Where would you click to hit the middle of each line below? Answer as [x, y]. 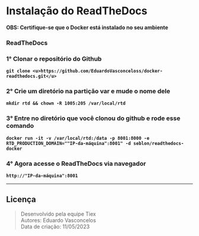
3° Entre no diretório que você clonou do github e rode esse [93, 118]
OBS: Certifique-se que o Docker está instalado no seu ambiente [87, 27]
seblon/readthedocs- [158, 143]
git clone [18, 71]
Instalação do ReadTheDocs [77, 11]
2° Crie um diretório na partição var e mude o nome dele [88, 92]
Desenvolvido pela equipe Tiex [58, 214]
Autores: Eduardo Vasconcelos [58, 220]
